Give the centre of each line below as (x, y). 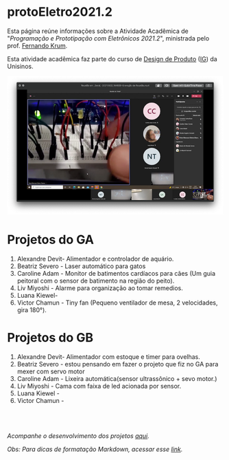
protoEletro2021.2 (60, 12)
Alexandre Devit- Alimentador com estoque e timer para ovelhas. (109, 357)
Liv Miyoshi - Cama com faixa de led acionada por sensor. (99, 386)
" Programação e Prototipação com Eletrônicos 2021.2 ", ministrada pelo (108, 38)
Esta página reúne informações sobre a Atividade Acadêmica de (98, 31)
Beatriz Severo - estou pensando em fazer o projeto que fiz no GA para (118, 364)
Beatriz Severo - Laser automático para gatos (81, 266)
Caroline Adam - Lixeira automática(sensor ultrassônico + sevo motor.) (117, 378)
